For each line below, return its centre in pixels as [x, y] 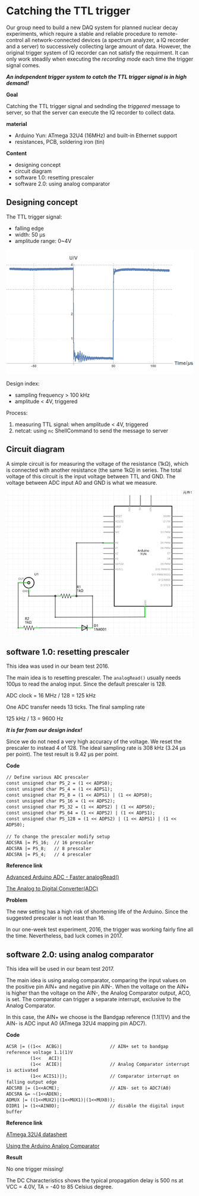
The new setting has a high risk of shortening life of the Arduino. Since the [97, 912]
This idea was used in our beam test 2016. [58, 666]
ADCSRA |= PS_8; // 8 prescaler [49, 849]
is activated [22, 1071]
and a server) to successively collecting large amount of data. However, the [99, 46]
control [15, 40]
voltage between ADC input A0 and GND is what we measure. [82, 482]
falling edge [29, 228]
